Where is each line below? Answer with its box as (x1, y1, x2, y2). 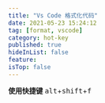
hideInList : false (8, 48, 69, 56)
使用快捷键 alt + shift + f (8, 86, 92, 95)
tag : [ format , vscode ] (8, 26, 83, 34)
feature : (8, 56, 37, 64)
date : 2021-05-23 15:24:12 (8, 19, 97, 27)
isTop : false (8, 63, 51, 71)
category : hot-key (8, 33, 69, 42)
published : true (8, 41, 62, 49)
